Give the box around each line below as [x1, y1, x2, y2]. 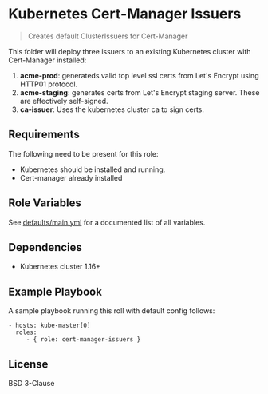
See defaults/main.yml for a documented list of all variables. [8, 217, 206, 227]
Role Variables [8, 197, 81, 210]
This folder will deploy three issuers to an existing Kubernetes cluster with [8, 46, 251, 56]
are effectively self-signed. [19, 96, 109, 105]
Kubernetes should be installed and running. [19, 165, 166, 174]
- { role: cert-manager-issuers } [26, 336, 141, 344]
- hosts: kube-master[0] [8, 321, 91, 330]
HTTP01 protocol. [19, 79, 78, 89]
